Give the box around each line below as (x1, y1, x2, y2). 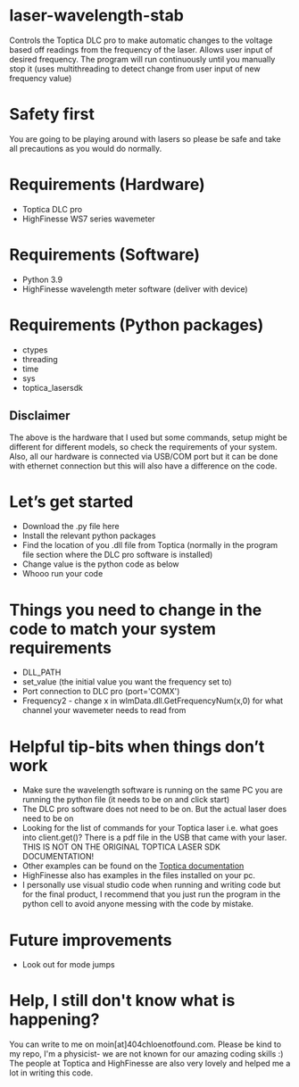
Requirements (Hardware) (9, 175, 205, 195)
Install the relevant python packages (21, 530, 156, 541)
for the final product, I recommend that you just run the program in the (21, 889, 281, 900)
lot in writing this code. (9, 1067, 94, 1078)
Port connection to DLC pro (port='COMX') (21, 686, 180, 697)
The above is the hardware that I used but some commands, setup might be (9, 432, 288, 443)
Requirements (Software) (9, 245, 201, 264)
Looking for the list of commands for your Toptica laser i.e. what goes (21, 823, 278, 834)
